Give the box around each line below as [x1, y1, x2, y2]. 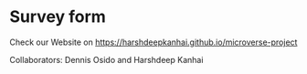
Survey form [9, 6, 107, 27]
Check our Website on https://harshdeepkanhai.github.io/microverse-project [9, 37, 298, 48]
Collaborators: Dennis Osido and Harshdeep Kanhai [9, 54, 204, 65]
